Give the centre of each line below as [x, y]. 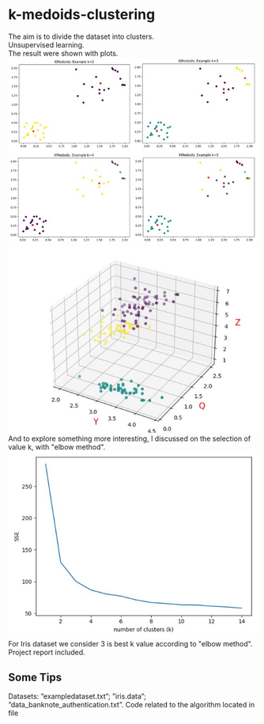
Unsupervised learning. [46, 44]
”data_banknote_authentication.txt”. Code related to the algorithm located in [132, 705]
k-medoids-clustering [82, 15]
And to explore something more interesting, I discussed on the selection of [130, 439]
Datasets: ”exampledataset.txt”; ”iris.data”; [77, 696]
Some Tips [35, 677]
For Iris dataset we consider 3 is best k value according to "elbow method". [130, 644]
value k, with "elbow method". [57, 447]
